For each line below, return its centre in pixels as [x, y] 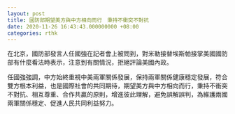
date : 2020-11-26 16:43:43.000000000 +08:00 [73, 26]
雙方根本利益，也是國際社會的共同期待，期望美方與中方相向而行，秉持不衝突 [117, 86]
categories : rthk [33, 33]
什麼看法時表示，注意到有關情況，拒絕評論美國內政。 [96, 63]
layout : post [26, 14]
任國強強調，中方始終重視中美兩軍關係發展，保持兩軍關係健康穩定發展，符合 [117, 77]
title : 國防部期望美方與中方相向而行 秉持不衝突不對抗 [78, 20]
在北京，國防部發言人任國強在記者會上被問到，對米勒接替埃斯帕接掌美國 [111, 54]
